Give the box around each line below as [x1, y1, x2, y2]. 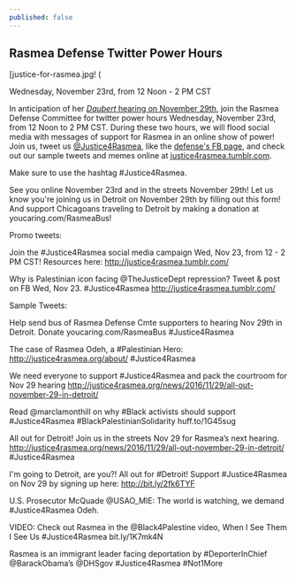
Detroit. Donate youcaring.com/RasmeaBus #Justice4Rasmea [9, 327, 234, 337]
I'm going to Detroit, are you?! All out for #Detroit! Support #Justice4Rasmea [9, 469, 287, 480]
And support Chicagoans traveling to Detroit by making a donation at [9, 204, 259, 214]
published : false [9, 12, 73, 22]
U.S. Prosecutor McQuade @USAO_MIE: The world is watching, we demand [9, 496, 285, 506]
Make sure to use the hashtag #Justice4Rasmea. [9, 167, 187, 178]
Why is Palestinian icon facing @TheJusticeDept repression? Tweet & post [9, 273, 280, 284]
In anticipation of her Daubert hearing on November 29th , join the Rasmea [9, 104, 279, 114]
